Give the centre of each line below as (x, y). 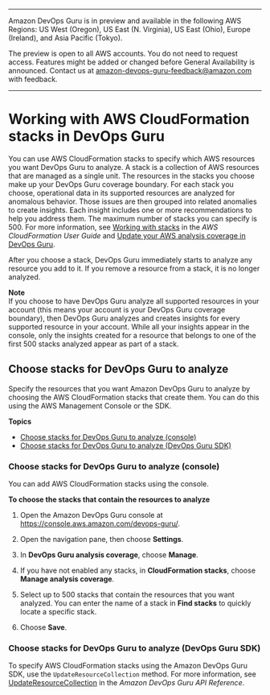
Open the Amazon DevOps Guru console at (91, 515)
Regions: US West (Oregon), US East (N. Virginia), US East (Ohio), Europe (129, 29)
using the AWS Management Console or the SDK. (90, 405)
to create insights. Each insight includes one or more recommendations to (131, 209)
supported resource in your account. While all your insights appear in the (129, 326)
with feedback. (33, 79)
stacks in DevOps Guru (87, 137)
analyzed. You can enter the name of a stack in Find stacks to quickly (135, 603)
